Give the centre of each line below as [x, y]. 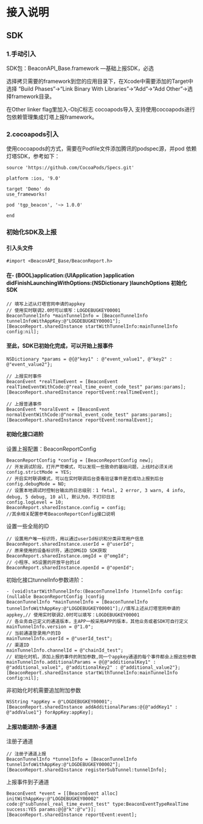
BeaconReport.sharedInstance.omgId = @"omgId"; [68, 556]
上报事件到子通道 [28, 782]
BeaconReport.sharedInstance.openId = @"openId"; [71, 568]
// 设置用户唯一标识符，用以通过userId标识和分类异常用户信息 [75, 539]
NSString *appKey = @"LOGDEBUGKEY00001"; [60, 702]
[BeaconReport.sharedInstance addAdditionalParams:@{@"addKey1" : [92, 707]
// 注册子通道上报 [26, 754]
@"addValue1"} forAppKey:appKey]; [50, 712]
